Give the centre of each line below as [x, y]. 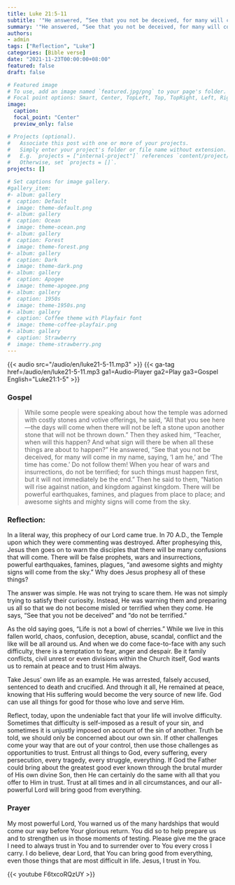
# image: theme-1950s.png [47, 305]
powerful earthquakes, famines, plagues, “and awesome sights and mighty [115, 565]
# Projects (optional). [42, 136]
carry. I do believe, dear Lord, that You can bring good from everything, [110, 853]
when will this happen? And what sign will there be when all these [119, 442]
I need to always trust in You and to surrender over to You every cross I [109, 845]
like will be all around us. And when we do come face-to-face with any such [116, 644]
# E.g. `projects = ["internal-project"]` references [90, 156]
